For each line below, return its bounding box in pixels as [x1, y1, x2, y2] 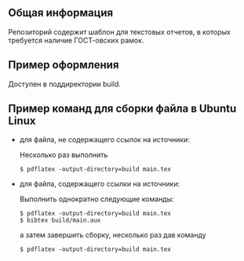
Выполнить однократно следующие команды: [19, 194, 174, 204]
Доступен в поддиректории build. [8, 79, 122, 89]
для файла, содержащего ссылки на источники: [19, 179, 180, 189]
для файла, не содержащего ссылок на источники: [19, 135, 191, 145]
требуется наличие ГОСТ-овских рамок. [8, 35, 144, 45]
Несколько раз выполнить [19, 150, 108, 160]
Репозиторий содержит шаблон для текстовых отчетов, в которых [8, 27, 231, 36]
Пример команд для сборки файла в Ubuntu [8, 102, 237, 116]
